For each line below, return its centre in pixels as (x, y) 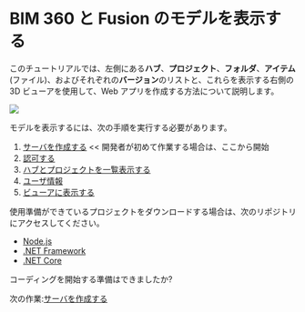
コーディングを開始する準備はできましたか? (91, 279)
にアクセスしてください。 (57, 223)
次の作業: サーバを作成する (58, 298)
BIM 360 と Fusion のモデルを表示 (137, 19)
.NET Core (42, 260)
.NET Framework (54, 250)
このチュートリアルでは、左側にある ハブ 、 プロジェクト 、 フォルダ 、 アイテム (152, 68)
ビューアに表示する (59, 192)
